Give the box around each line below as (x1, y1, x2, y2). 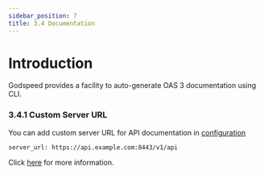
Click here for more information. (8, 157, 114, 167)
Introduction (8, 54, 93, 73)
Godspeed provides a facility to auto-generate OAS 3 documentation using (8, 81, 257, 90)
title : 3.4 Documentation (8, 19, 95, 27)
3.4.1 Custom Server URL (8, 110, 108, 121)
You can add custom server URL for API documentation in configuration (8, 127, 246, 137)
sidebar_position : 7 (8, 11, 78, 20)
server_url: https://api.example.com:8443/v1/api (8, 143, 179, 152)
